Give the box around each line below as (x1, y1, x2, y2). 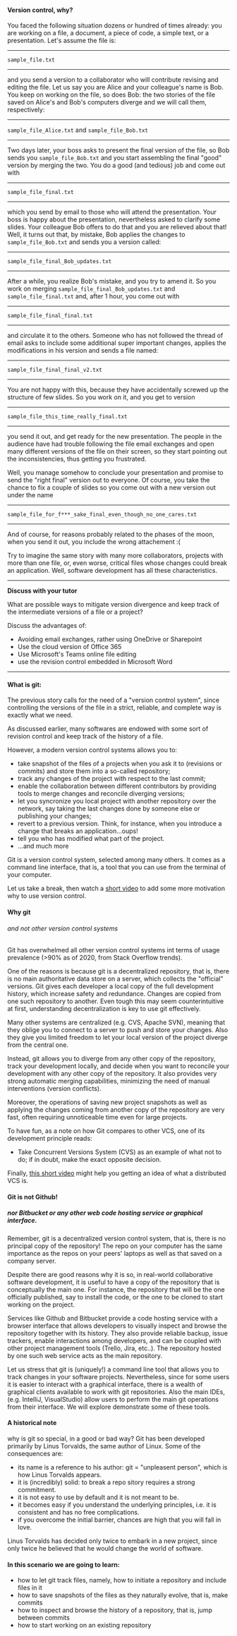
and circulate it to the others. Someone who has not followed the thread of (7, 332, 224, 340)
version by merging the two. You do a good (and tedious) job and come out (7, 161, 226, 169)
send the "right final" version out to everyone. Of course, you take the (7, 476, 210, 485)
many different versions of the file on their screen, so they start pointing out (7, 447, 227, 456)
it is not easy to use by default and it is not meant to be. (17, 1493, 179, 1501)
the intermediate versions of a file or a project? (7, 607, 143, 617)
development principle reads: (7, 1134, 93, 1143)
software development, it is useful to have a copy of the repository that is (7, 1278, 220, 1286)
